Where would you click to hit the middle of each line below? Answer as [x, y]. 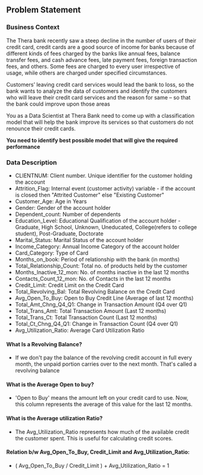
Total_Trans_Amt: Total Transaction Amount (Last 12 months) [91, 311]
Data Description [32, 162]
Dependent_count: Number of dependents [68, 214]
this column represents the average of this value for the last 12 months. [104, 404]
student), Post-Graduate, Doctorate [59, 234]
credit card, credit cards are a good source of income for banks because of [100, 47]
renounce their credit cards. [41, 128]
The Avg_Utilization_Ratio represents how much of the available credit [102, 432]
